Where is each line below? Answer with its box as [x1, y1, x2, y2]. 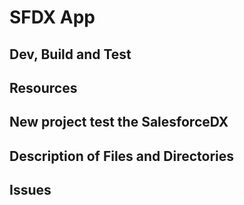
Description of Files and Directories [9, 147, 235, 165]
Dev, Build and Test [9, 46, 132, 63]
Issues [9, 182, 52, 199]
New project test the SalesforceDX [9, 114, 229, 131]
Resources [9, 79, 78, 96]
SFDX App [9, 6, 96, 29]
